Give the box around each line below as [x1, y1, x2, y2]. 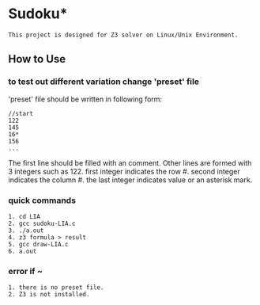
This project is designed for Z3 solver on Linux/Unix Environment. [8, 31, 239, 39]
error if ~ [8, 265, 43, 276]
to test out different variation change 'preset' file [8, 76, 200, 87]
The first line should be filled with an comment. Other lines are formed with [8, 158, 252, 167]
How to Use [8, 52, 66, 66]
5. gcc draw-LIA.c [8, 240, 69, 248]
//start [8, 109, 34, 117]
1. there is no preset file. [8, 284, 104, 292]
